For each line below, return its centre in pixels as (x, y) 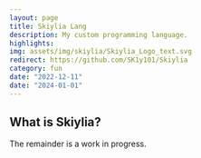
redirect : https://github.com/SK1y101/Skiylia (99, 60)
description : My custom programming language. (99, 35)
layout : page (34, 18)
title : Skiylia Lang (48, 26)
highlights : (32, 43)
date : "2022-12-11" (46, 77)
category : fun (36, 69)
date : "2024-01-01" (46, 85)
